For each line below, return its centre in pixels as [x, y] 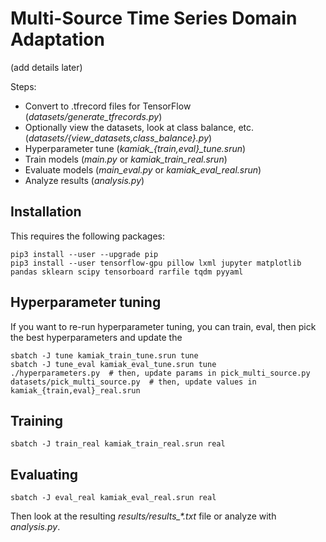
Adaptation [57, 39]
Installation [46, 212]
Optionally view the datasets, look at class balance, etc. [139, 127]
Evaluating [44, 474]
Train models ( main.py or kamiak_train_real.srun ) [126, 159]
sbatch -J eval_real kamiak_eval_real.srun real [113, 498]
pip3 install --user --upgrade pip [84, 254]
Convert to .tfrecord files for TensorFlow [108, 106]
